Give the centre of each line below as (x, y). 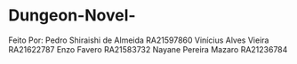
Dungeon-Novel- (72, 16)
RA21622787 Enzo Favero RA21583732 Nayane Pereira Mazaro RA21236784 (148, 49)
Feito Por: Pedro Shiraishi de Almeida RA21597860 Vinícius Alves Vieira (139, 40)
